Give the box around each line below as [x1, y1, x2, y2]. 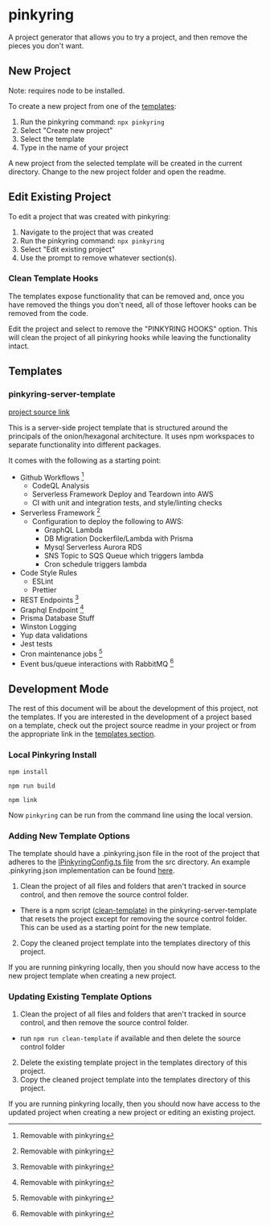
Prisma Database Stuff [19, 613, 95, 623]
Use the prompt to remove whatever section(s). [19, 252, 177, 263]
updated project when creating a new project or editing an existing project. [8, 1108, 256, 1117]
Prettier [31, 584, 57, 594]
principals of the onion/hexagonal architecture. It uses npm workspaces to [8, 431, 255, 441]
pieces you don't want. [8, 40, 84, 50]
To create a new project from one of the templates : [8, 101, 177, 110]
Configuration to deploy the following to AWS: [31, 516, 184, 526]
